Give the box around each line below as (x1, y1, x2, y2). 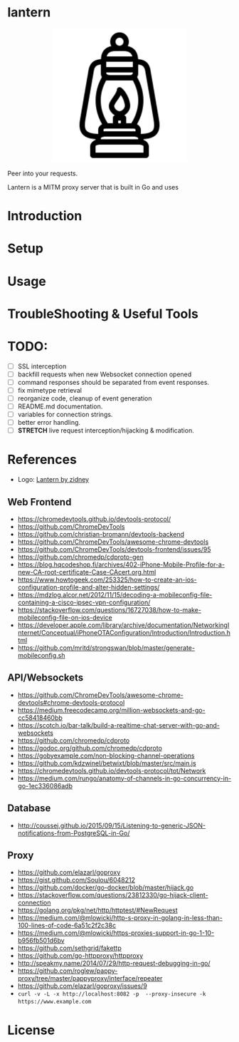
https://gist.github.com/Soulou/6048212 (17, 876, 136, 884)
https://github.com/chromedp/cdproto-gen (17, 552, 144, 561)
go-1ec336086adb (17, 781, 73, 790)
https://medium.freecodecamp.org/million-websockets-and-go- (17, 706, 206, 714)
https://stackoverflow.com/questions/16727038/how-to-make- (17, 605, 201, 614)
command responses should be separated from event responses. (17, 378, 210, 386)
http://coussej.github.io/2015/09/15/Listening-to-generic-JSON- (17, 821, 206, 830)
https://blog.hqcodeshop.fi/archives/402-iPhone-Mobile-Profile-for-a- (17, 560, 225, 569)
